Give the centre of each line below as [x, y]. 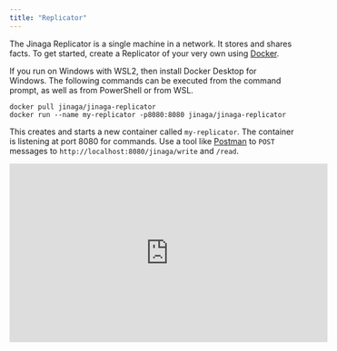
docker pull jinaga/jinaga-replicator [83, 107]
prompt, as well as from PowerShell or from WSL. [101, 90]
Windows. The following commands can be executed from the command [145, 80]
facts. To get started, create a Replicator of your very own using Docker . [144, 53]
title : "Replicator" [49, 18]
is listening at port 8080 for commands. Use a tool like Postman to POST [142, 141]
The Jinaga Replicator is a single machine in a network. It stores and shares [151, 44]
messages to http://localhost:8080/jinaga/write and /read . [124, 151]
